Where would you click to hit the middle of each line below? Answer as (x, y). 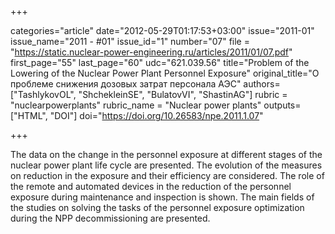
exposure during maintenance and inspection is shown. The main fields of (162, 197)
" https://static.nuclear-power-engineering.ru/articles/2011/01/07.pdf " (151, 52)
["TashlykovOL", (43, 94)
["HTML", (29, 115)
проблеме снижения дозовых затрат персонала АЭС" (126, 84)
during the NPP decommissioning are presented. (110, 218)
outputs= (282, 105)
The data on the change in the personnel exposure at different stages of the (166, 154)
